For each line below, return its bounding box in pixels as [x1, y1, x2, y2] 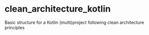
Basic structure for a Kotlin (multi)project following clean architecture [4, 19, 145, 25]
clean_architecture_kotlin [4, 3, 111, 15]
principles [4, 24, 25, 30]
